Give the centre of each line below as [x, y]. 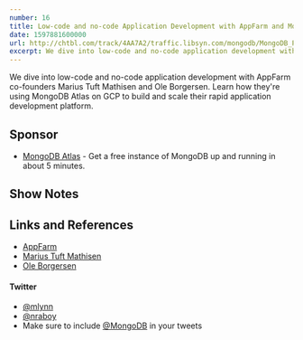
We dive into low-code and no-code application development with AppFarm [150, 77]
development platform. [51, 106]
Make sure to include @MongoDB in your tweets [112, 326]
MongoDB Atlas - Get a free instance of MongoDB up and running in [149, 156]
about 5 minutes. [54, 165]
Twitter [23, 287]
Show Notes [44, 194]
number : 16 [30, 18]
